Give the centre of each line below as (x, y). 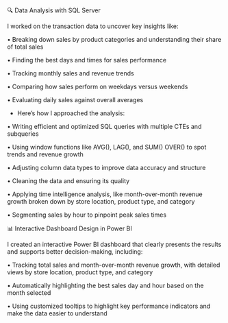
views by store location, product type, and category (80, 272)
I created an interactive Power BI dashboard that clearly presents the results (114, 244)
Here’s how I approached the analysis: (71, 113)
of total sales (25, 47)
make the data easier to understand (57, 313)
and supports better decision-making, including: (75, 252)
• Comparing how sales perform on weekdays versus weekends (98, 86)
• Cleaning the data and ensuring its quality (68, 181)
